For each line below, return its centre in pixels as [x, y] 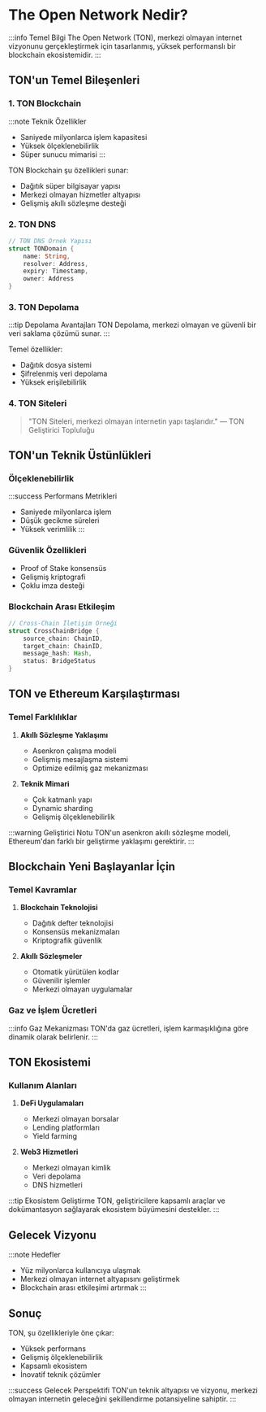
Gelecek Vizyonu [53, 1235]
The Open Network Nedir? [98, 15]
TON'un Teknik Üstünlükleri [80, 456]
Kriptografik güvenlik [67, 940]
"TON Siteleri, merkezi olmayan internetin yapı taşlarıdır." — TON [136, 421]
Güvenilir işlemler [61, 981]
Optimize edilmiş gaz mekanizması [90, 768]
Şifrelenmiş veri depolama [64, 374]
